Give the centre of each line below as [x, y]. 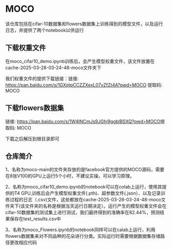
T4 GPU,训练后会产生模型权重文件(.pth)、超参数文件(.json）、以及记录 [87, 193]
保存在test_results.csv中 [35, 219]
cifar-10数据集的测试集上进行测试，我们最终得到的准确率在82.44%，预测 [83, 213]
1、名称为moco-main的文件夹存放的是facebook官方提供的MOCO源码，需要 [85, 170]
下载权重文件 [26, 48]
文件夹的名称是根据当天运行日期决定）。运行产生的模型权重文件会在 [96, 206]
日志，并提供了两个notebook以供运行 [45, 30]
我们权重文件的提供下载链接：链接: [42, 78]
